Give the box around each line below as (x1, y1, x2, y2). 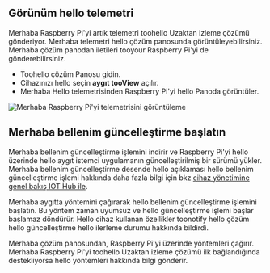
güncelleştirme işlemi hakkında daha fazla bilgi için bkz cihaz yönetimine (8, 173, 251, 183)
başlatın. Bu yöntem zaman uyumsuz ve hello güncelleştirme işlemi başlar (8, 205, 254, 215)
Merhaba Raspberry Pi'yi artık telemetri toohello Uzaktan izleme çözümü (8, 27, 250, 37)
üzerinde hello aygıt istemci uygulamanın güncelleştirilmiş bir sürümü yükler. (8, 155, 263, 165)
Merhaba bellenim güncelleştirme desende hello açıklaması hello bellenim (8, 164, 254, 174)
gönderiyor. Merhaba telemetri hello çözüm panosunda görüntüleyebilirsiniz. (8, 36, 263, 46)
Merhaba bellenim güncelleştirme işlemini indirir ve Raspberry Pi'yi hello (8, 147, 249, 157)
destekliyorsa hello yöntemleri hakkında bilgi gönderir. (8, 255, 188, 265)
